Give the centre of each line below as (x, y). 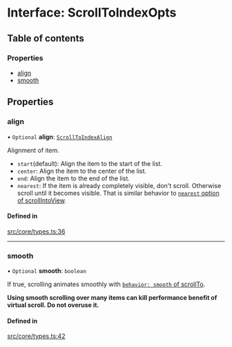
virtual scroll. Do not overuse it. (53, 305)
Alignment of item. (33, 150)
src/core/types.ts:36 (36, 231)
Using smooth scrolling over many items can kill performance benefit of (112, 298)
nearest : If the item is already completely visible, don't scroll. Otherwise (119, 185)
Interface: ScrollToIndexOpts (92, 13)
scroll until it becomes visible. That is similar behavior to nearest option (118, 193)
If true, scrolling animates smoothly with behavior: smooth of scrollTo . (106, 284)
